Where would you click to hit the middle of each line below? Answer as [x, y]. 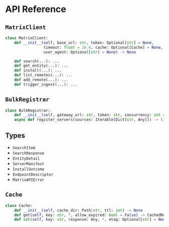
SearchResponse [28, 153]
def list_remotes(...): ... [44, 75]
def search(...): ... [37, 61]
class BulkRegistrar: [28, 110]
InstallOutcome [28, 169]
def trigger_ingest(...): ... [46, 84]
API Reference [36, 9]
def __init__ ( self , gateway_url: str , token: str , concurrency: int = [90, 115]
